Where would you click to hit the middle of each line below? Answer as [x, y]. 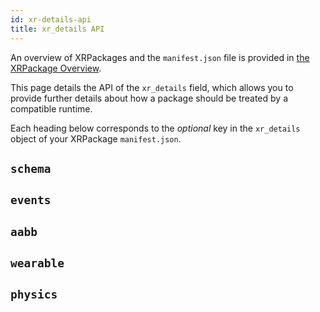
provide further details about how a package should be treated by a [149, 98]
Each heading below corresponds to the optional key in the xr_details [155, 128]
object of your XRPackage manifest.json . [96, 138]
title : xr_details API [57, 29]
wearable [37, 263]
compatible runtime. [51, 108]
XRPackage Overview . [56, 68]
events [31, 200]
